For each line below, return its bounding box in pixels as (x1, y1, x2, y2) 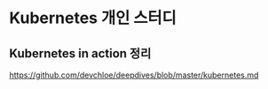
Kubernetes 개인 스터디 (9, 8, 177, 28)
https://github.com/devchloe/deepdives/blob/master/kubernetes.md (9, 70, 259, 80)
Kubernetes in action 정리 (9, 46, 152, 61)
